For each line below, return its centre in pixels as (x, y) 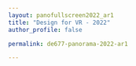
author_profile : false (45, 30)
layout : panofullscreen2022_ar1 (61, 15)
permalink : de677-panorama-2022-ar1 (68, 43)
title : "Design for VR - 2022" (59, 23)
